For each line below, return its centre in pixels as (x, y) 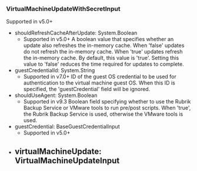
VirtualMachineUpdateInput (67, 160)
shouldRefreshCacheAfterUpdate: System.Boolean (76, 33)
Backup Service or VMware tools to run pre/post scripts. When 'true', (107, 108)
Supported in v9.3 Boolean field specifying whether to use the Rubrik (107, 102)
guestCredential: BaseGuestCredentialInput (67, 127)
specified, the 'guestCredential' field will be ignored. (87, 89)
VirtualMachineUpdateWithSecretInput (63, 9)
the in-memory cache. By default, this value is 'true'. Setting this (101, 58)
